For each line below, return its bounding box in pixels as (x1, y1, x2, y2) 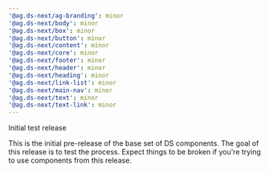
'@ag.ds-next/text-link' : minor (8, 101, 116, 109)
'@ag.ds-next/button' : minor (8, 34, 106, 42)
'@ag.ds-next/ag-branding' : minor (8, 11, 124, 20)
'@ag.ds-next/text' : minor (8, 94, 99, 102)
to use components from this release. (8, 155, 132, 165)
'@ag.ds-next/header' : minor (8, 64, 106, 72)
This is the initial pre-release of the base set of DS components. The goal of (8, 139, 259, 148)
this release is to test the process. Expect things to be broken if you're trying (8, 147, 261, 157)
